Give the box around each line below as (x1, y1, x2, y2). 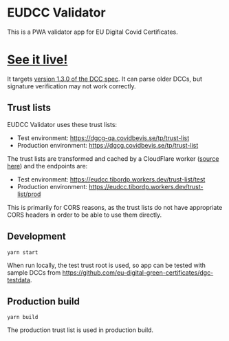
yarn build (7, 314, 39, 321)
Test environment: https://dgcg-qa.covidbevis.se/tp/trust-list (17, 133, 190, 142)
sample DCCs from (7, 268, 61, 277)
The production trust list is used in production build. (7, 326, 153, 334)
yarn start (7, 249, 39, 256)
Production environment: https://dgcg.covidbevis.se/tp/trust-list (17, 141, 199, 149)
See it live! (7, 52, 68, 68)
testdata (7, 275, 31, 284)
